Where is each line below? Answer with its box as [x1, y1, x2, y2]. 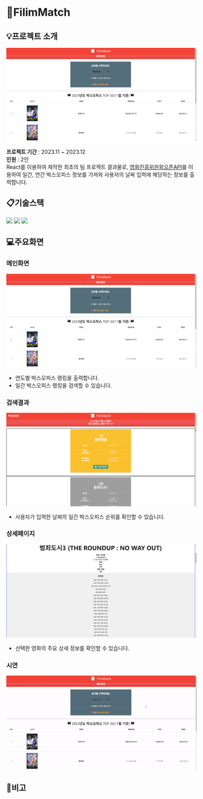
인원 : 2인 [6, 156, 29, 163]
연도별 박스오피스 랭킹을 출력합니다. [14, 374, 100, 381]
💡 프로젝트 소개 [6, 31, 58, 41]
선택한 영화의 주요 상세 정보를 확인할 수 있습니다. [14, 645, 130, 652]
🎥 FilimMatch [6, 5, 71, 19]
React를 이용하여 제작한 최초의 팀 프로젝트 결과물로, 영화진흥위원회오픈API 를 [6, 164, 187, 171]
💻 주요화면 [6, 237, 44, 247]
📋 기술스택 [6, 198, 44, 208]
